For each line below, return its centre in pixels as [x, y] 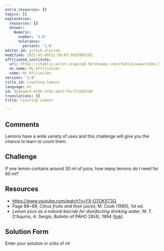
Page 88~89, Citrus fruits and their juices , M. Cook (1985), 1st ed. [78, 206]
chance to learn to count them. [36, 141]
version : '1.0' [20, 78]
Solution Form [27, 232]
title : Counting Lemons [29, 101]
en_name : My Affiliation [35, 69]
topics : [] [16, 14]
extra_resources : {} [26, 10]
